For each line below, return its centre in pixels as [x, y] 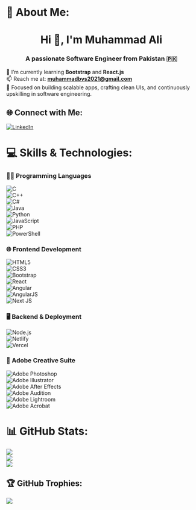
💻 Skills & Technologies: [69, 153]
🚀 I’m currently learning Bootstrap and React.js [65, 72]
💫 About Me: [38, 12]
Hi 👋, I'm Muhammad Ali [101, 40]
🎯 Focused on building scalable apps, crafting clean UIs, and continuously [98, 87]
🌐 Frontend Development [44, 249]
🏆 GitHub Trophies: [44, 484]
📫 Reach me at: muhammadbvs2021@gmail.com [69, 78]
